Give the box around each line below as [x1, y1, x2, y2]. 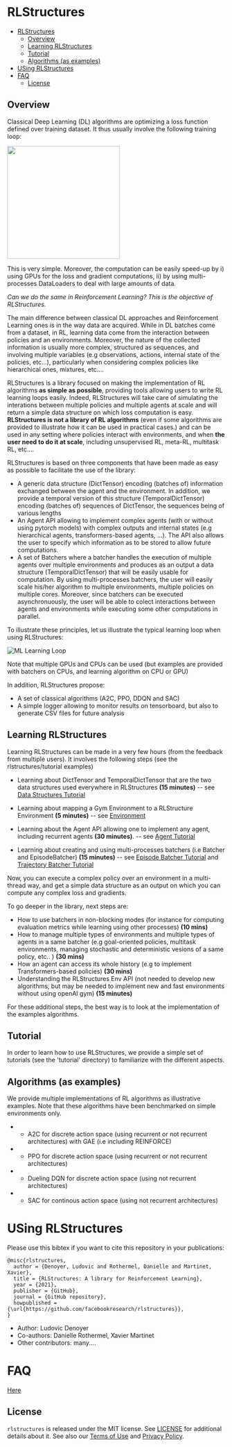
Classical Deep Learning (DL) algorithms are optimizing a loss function [7, 117, 208, 126]
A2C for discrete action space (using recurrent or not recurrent [27, 1130, 208, 1139]
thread [7, 881, 26, 889]
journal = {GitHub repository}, [13, 1294, 107, 1300]
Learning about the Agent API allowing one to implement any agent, [17, 824, 211, 833]
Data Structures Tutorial [17, 790, 85, 798]
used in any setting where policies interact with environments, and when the [7, 430, 225, 438]
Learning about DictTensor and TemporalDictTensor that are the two [17, 776, 212, 784]
